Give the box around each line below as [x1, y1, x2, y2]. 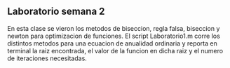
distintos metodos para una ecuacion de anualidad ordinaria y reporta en [7, 39, 217, 48]
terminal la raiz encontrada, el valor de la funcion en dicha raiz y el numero [7, 46, 223, 55]
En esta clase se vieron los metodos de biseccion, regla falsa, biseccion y [7, 24, 220, 32]
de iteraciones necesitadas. [7, 54, 88, 62]
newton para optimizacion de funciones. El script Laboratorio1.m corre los [7, 32, 221, 40]
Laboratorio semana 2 [7, 6, 105, 18]
